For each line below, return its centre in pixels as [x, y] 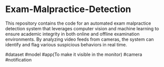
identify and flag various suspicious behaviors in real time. [66, 44]
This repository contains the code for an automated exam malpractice [78, 23]
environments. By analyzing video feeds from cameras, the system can [79, 39]
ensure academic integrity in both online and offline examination [72, 34]
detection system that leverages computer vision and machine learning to [82, 28]
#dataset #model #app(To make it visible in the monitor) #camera [74, 54]
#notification [19, 59]
